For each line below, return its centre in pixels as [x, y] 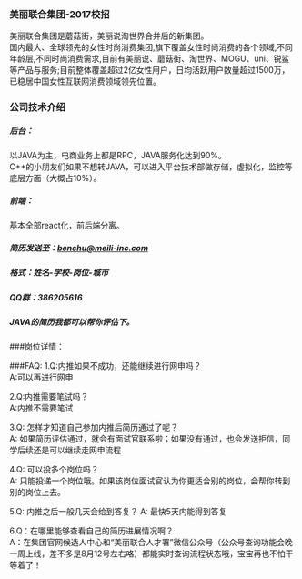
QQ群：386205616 [46, 297]
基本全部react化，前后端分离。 [67, 226]
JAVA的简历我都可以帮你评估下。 [72, 321]
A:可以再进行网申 [41, 377]
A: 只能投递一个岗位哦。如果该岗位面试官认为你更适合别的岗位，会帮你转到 [150, 481]
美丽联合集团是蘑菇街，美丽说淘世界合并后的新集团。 [109, 36]
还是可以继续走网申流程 [77, 450]
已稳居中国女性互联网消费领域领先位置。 [85, 81]
